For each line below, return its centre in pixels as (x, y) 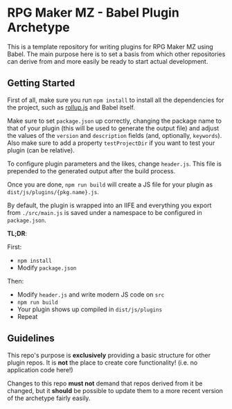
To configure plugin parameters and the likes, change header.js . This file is (114, 164)
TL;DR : (17, 233)
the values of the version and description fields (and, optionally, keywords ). (115, 135)
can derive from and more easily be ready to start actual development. (108, 61)
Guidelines (31, 339)
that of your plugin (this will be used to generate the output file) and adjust (113, 128)
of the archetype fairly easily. (49, 398)
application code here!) (41, 369)
